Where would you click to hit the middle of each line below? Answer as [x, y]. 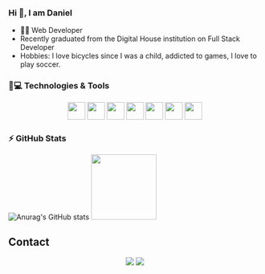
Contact [29, 242]
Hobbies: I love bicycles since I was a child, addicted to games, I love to [138, 56]
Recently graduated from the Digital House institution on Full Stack [130, 39]
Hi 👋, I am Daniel [40, 13]
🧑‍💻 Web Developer [51, 31]
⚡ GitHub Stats [37, 138]
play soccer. [40, 64]
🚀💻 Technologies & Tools [59, 86]
